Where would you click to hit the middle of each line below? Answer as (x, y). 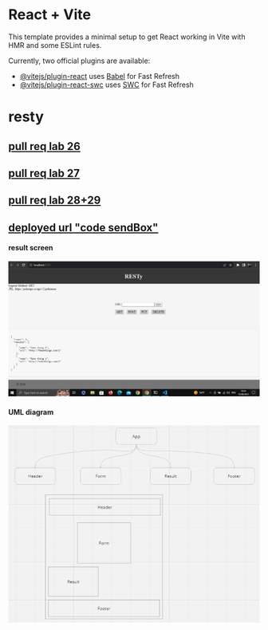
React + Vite (50, 15)
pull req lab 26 (45, 146)
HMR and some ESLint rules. (55, 45)
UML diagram (31, 411)
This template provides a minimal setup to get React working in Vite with (127, 37)
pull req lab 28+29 (55, 201)
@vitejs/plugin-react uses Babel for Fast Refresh (100, 76)
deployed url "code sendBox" (83, 228)
